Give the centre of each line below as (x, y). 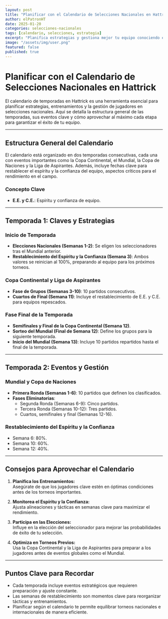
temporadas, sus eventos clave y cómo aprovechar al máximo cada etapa (81, 117)
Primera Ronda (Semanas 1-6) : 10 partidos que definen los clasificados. (87, 393)
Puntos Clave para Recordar (49, 574)
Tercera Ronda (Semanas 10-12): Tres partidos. (68, 409)
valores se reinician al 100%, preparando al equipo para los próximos (83, 262)
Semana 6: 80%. (30, 438)
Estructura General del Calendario (59, 143)
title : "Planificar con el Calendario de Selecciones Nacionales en (78, 15)
